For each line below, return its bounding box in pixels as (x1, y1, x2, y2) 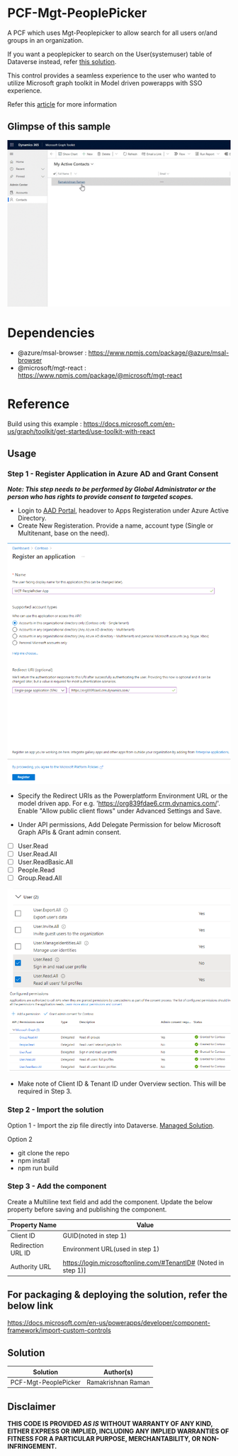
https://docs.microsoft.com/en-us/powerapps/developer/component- (7, 1319, 210, 1327)
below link (7, 1300, 54, 1312)
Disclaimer (7, 1401, 56, 1413)
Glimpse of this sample (7, 121, 111, 133)
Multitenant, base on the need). (17, 529, 110, 537)
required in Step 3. (17, 1087, 72, 1096)
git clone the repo (17, 1148, 69, 1157)
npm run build (17, 1164, 59, 1172)
